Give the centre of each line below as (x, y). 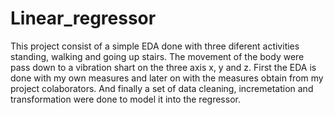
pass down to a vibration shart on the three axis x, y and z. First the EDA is (163, 67)
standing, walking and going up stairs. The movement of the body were (157, 56)
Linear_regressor (83, 18)
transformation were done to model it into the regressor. (125, 99)
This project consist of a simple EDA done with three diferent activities (155, 46)
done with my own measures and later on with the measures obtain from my (167, 78)
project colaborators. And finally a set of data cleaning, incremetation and (162, 88)
